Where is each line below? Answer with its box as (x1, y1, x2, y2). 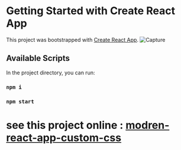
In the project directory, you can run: (6, 69, 95, 76)
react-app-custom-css (6, 131, 122, 144)
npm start (6, 98, 34, 105)
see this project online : (6, 118, 124, 132)
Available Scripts (6, 53, 70, 63)
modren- (125, 118, 170, 132)
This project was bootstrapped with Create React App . (6, 36, 139, 43)
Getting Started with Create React (6, 4, 176, 18)
